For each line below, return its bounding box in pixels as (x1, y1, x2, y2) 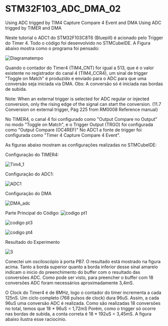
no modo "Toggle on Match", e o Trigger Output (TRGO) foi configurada (5, 121, 153, 127)
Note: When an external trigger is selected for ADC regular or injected (5, 96, 149, 102)
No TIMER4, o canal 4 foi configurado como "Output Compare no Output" (5, 116, 157, 122)
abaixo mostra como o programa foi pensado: (5, 45, 100, 51)
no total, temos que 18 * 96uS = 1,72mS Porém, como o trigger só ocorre (5, 305, 156, 311)
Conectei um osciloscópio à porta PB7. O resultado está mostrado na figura (5, 258, 161, 264)
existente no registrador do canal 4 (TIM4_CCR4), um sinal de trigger (5, 70, 148, 76)
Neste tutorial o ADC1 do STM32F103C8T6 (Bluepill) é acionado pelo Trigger (5, 35, 163, 41)
